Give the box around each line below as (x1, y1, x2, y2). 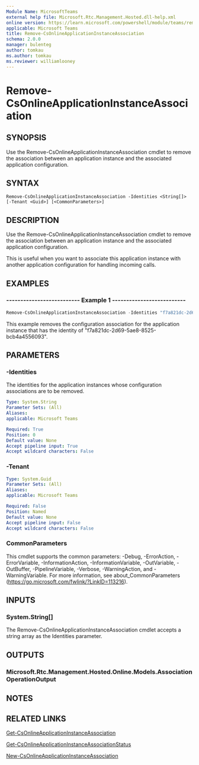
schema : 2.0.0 (6, 36, 41, 42)
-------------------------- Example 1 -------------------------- (6, 296, 186, 304)
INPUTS (6, 595, 36, 605)
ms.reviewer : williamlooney (6, 58, 76, 64)
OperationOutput (6, 675, 56, 683)
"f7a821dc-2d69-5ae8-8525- (85, 327, 157, 334)
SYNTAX (6, 178, 40, 188)
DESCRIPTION (6, 215, 59, 225)
